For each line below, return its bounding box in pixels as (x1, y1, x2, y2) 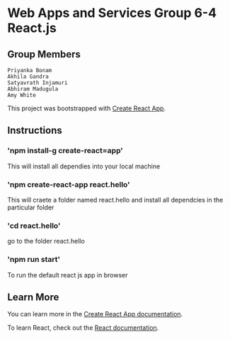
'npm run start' (7, 255, 60, 265)
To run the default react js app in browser (7, 270, 128, 279)
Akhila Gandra (7, 73, 50, 80)
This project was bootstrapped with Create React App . (7, 104, 166, 113)
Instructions (7, 125, 62, 137)
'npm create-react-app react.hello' (7, 179, 130, 189)
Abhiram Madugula (7, 86, 59, 93)
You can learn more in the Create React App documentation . (7, 310, 183, 318)
